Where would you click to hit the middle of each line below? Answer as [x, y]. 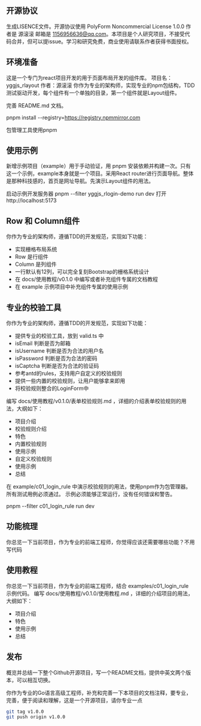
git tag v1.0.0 [25, 712]
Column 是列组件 [36, 264]
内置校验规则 [31, 444]
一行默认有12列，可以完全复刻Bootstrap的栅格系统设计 [82, 272]
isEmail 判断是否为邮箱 [42, 343]
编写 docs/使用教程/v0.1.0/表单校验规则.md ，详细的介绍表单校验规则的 [94, 401]
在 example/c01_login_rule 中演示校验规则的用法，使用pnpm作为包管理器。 [99, 487]
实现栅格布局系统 [36, 249]
